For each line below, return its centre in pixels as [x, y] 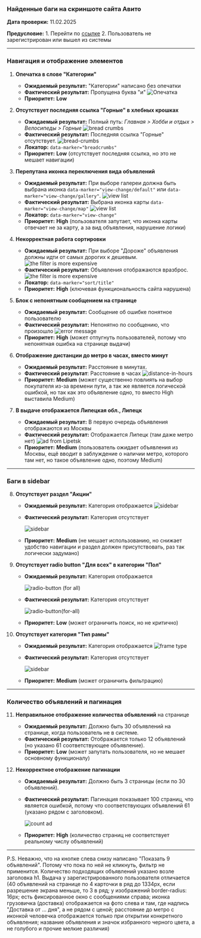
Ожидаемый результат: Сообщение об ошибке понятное [98, 312]
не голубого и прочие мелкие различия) [58, 928]
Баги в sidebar [28, 481]
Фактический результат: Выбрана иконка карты [87, 202]
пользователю [43, 318]
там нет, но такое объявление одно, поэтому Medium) [93, 460]
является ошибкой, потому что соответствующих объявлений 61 [107, 806]
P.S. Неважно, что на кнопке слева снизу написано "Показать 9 [89, 859]
